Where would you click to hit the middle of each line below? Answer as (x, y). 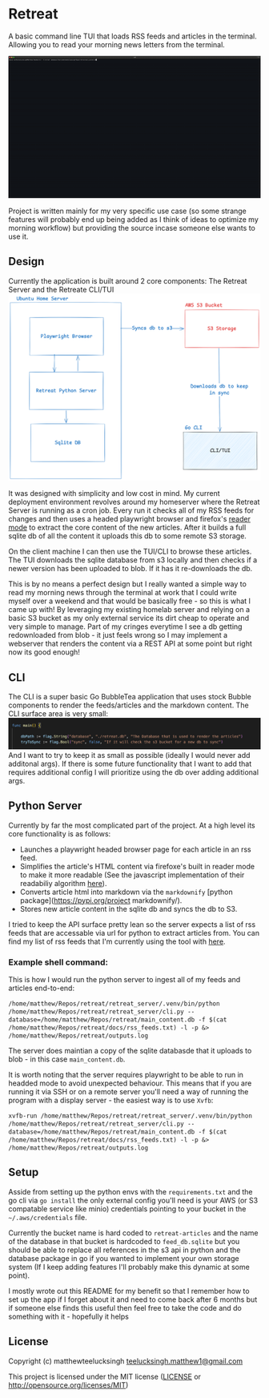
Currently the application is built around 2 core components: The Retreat (128, 280)
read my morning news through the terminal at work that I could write (123, 593)
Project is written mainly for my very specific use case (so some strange (127, 211)
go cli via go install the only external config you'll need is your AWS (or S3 (133, 1200)
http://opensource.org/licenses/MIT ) (68, 1385)
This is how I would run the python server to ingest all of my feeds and (124, 979)
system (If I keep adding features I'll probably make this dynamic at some (129, 1267)
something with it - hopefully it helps (69, 1316)
